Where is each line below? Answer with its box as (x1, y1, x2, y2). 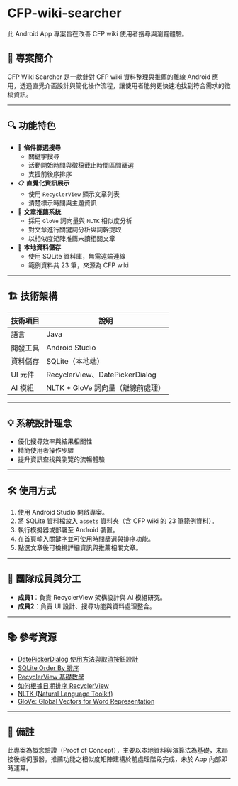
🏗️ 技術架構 (7, 290, 58, 302)
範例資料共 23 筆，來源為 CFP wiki (28, 261, 129, 269)
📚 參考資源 (7, 631, 57, 644)
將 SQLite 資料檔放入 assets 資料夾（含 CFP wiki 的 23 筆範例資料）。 (17, 517, 218, 525)
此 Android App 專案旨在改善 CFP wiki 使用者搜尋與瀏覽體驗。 (7, 29, 188, 38)
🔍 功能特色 (7, 119, 57, 132)
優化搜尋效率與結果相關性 (17, 437, 93, 446)
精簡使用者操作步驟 (17, 446, 74, 455)
